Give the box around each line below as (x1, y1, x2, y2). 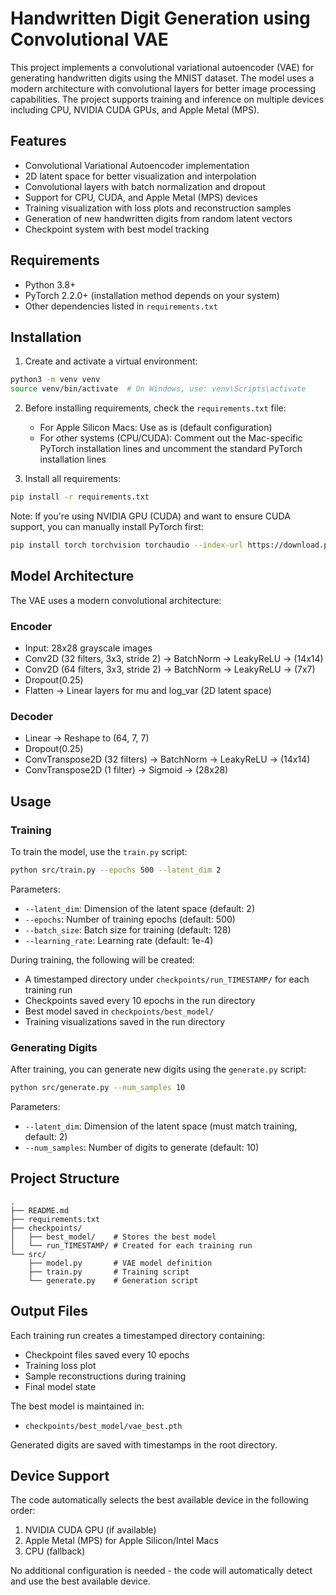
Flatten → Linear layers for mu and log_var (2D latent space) (24, 684, 272, 696)
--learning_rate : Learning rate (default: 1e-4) (24, 934, 214, 946)
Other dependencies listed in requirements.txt (24, 300, 218, 312)
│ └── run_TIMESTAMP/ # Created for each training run (10, 1240, 253, 1251)
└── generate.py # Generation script (28, 1275, 199, 1286)
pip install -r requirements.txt (10, 492, 150, 502)
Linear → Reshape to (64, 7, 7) (24, 732, 150, 744)
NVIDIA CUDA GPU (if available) (24, 1524, 157, 1536)
